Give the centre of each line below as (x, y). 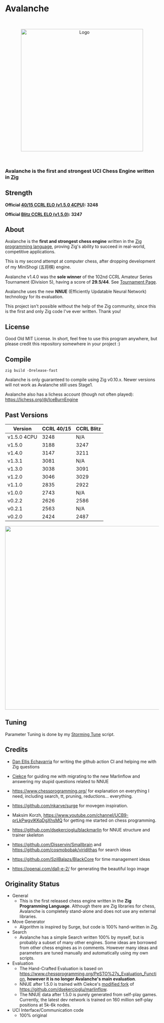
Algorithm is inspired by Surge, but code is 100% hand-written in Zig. (89, 927)
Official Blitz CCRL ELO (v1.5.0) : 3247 (44, 214)
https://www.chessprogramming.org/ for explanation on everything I (81, 791)
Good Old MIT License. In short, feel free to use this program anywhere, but (81, 339)
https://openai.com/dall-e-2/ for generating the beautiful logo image (81, 868)
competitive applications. (30, 252)
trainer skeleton (28, 835)
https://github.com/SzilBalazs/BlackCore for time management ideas (81, 859)
